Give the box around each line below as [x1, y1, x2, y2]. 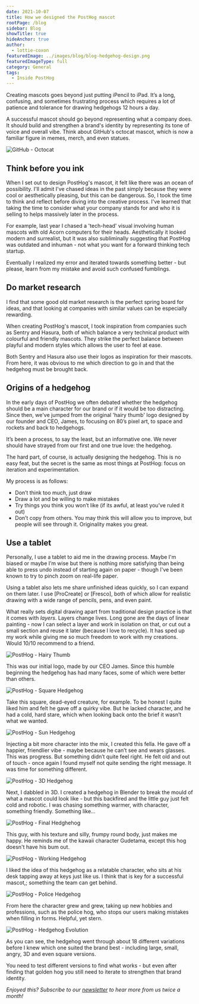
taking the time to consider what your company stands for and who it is [6, 204, 181, 211]
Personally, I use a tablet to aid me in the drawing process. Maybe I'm [6, 554, 176, 561]
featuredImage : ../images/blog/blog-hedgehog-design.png [6, 53, 150, 59]
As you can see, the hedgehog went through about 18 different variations [6, 938, 185, 945]
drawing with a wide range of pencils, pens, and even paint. [6, 597, 153, 604]
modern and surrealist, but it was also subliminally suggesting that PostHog [6, 234, 191, 241]
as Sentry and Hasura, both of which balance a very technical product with [6, 328, 189, 336]
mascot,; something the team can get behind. [6, 879, 118, 886]
